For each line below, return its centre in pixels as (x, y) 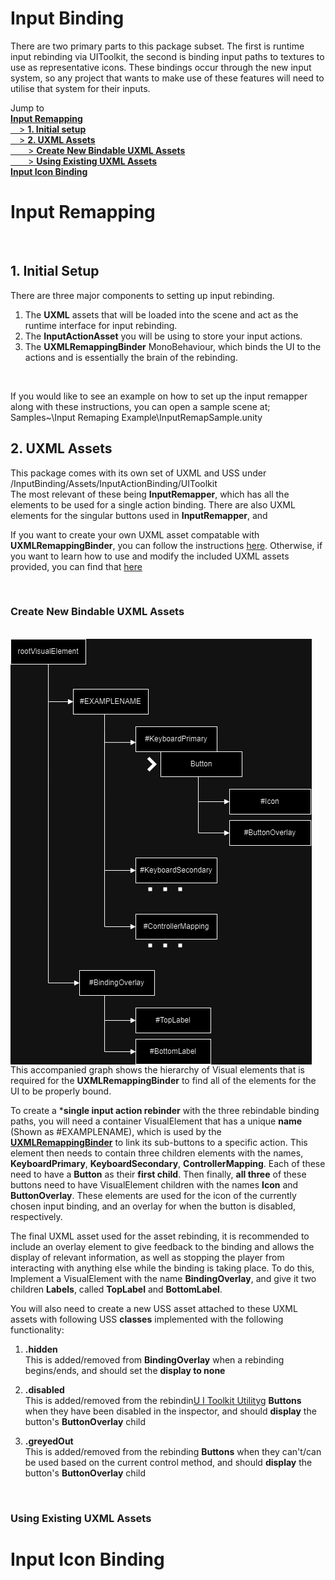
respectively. (36, 1216)
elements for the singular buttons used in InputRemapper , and (139, 515)
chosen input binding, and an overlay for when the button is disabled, (153, 1206)
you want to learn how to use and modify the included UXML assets (150, 556)
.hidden (41, 1349)
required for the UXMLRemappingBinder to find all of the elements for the (163, 1080)
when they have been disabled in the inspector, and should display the (170, 1411)
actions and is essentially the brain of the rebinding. (131, 357)
